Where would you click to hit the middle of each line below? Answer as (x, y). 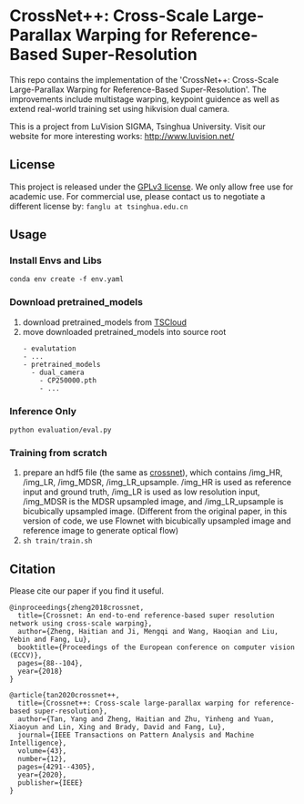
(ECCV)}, (26, 656)
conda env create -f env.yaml (67, 280)
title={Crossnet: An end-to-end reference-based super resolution (146, 616)
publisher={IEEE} (51, 783)
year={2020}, (42, 775)
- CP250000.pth (68, 380)
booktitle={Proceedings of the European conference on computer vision (157, 647)
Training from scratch (58, 453)
